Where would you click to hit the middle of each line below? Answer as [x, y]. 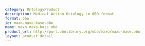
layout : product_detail [29, 36]
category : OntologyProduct [32, 9]
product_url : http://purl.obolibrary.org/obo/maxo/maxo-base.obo [72, 32]
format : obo [17, 18]
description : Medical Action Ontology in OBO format [60, 14]
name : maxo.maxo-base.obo [31, 27]
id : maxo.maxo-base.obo [29, 23]
